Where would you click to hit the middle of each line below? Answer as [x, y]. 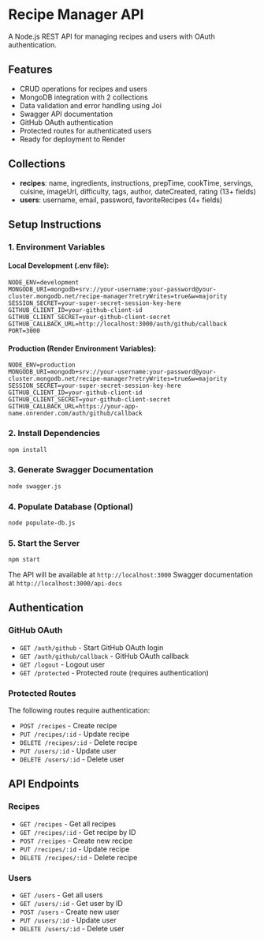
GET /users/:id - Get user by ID [71, 903]
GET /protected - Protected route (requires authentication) [114, 672]
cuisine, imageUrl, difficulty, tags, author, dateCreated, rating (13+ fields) [138, 191]
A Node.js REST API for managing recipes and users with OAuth [112, 36]
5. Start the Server [44, 543]
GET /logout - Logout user [62, 664]
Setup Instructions [55, 224]
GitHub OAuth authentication [66, 122]
